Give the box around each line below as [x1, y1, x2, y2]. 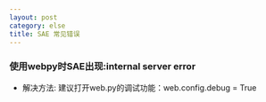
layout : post [9, 12, 58, 22]
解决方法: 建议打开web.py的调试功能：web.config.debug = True [21, 82, 257, 93]
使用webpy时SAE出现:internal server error [9, 60, 196, 73]
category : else [9, 21, 66, 30]
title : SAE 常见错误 [9, 29, 80, 38]
